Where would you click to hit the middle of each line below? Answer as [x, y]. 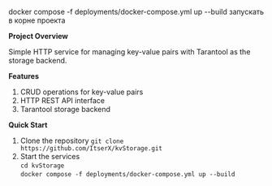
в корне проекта [37, 20]
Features [24, 76]
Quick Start [28, 125]
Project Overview [39, 36]
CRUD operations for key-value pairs [82, 92]
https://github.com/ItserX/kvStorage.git [91, 149]
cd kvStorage [42, 166]
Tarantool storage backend [65, 109]
